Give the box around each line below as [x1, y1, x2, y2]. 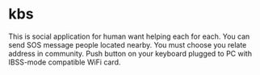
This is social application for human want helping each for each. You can [8, 31, 250, 41]
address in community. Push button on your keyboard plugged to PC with [8, 48, 253, 58]
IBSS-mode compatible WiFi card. [8, 57, 121, 67]
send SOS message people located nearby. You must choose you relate [8, 40, 247, 49]
